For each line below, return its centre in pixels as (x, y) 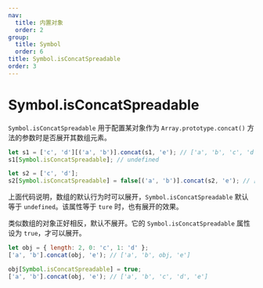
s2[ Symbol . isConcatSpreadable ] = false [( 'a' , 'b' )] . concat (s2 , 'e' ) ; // (129, 181)
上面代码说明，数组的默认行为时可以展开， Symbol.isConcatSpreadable (121, 197)
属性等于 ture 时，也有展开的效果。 (126, 207)
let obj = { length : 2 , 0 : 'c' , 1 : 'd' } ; (78, 248)
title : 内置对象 (40, 23)
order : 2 (29, 30)
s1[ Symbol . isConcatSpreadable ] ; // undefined (83, 160)
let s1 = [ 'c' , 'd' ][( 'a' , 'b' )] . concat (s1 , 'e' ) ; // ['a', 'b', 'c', (126, 152)
